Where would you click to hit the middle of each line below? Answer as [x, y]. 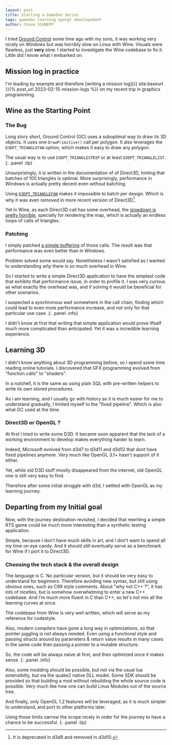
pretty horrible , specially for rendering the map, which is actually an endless [85, 215]
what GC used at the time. [33, 409]
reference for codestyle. [31, 618]
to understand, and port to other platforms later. [56, 707]
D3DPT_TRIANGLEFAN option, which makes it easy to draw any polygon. [78, 147]
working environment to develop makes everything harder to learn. [76, 439]
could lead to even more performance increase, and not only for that [78, 308]
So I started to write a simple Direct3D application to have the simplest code [85, 276]
